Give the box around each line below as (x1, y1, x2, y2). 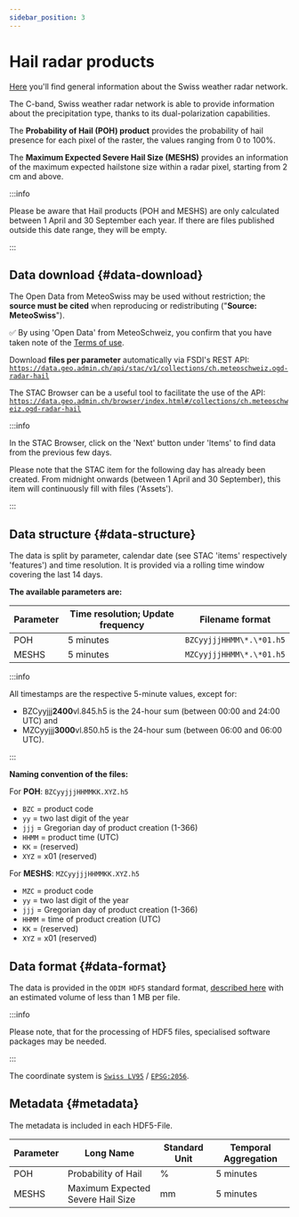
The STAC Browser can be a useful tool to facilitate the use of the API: (9, 387, 266, 398)
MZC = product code (21, 885, 93, 897)
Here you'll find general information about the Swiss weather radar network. (9, 81, 288, 92)
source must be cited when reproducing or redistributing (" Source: (9, 301, 257, 311)
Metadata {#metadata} (9, 1097, 140, 1112)
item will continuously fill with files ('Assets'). (9, 484, 174, 494)
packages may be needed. (9, 1036, 107, 1047)
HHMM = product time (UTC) (21, 832, 119, 843)
